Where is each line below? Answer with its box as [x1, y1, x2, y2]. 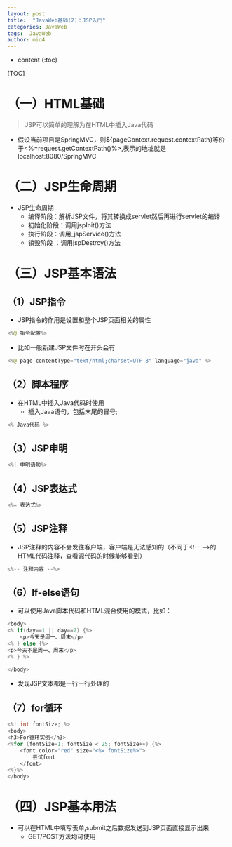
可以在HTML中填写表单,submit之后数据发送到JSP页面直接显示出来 [17, 824, 210, 832]
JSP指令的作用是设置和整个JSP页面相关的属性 [17, 316, 151, 324]
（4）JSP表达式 [7, 482, 77, 495]
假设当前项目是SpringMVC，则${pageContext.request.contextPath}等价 [17, 135, 226, 144]
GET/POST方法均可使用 [27, 832, 96, 841]
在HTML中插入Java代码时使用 [17, 398, 105, 407]
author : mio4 [7, 36, 46, 44]
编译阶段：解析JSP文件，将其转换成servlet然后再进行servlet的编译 [27, 212, 221, 220]
